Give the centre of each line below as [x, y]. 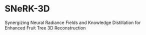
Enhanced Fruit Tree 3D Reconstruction [45, 27]
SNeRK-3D [27, 9]
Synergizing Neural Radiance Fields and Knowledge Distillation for [73, 22]
